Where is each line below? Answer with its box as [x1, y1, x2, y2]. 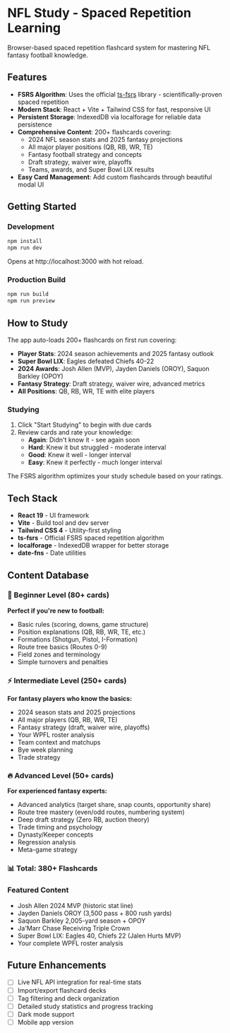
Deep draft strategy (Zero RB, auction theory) [17, 815, 150, 824]
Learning [7, 20, 61, 36]
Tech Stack [7, 492, 58, 504]
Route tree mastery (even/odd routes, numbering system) [17, 808, 185, 817]
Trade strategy [17, 753, 61, 762]
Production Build [7, 275, 66, 285]
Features [7, 71, 47, 83]
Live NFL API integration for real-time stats [17, 978, 142, 986]
